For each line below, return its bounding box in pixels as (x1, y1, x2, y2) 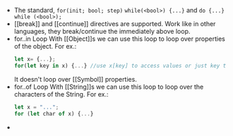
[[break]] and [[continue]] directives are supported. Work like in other (13, 20, 216, 27)
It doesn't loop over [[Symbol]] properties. (13, 75, 138, 83)
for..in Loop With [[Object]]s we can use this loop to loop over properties (13, 35, 226, 43)
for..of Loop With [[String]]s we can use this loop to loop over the (13, 82, 204, 91)
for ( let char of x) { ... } (13, 110, 94, 117)
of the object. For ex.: (13, 42, 77, 50)
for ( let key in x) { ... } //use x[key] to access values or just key (13, 62, 220, 69)
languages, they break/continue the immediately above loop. (13, 27, 191, 35)
